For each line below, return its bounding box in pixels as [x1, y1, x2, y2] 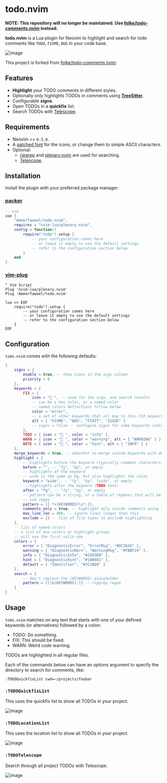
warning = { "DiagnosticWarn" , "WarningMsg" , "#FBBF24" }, [23, 548, 148, 553]
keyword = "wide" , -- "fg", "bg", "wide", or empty [23, 478, 133, 484]
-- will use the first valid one [14, 534, 83, 539]
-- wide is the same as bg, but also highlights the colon [23, 474, 148, 479]
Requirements [5, 123, 50, 132]
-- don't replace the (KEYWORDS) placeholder [23, 576, 119, 581]
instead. [40, 25, 58, 31]
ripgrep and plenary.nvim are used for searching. [19, 152, 120, 158]
